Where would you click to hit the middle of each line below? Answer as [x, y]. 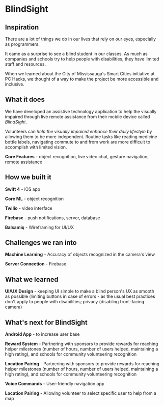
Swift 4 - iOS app [23, 189]
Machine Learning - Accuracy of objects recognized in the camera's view [80, 255]
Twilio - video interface [29, 208]
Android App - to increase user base [42, 334]
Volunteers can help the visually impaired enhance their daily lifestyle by [79, 131]
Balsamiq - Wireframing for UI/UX [40, 227]
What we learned [32, 279]
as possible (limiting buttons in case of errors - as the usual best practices [80, 296]
